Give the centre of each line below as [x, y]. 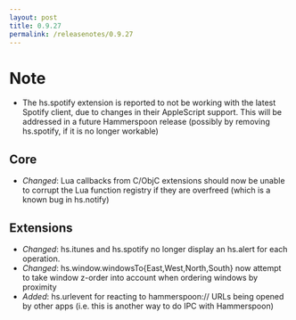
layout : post [33, 17]
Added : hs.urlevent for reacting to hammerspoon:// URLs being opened [153, 296]
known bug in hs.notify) [66, 200]
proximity [39, 287]
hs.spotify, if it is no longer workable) [90, 131]
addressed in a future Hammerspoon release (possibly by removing [146, 122]
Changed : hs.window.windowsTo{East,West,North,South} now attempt [152, 267]
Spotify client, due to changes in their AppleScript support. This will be [152, 112]
